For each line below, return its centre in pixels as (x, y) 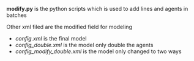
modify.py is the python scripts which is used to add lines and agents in (97, 9)
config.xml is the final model (51, 38)
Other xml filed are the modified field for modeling (69, 27)
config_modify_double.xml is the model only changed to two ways (98, 51)
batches (17, 15)
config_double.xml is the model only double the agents (84, 45)
